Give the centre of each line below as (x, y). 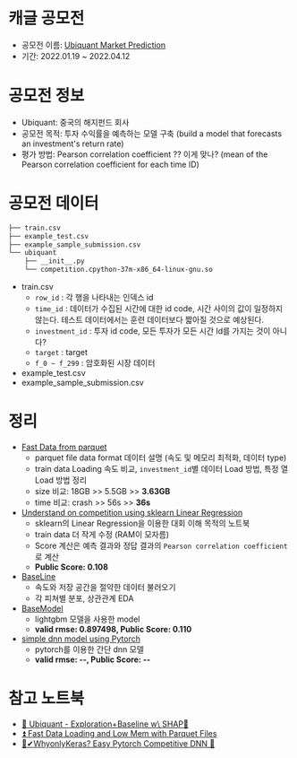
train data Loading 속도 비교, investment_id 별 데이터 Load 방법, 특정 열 (161, 469)
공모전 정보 (47, 96)
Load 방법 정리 (60, 480)
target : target (61, 353)
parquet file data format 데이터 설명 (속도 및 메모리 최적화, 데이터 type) (161, 457)
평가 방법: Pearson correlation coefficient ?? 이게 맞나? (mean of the (144, 154)
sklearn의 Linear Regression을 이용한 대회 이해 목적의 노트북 (142, 523)
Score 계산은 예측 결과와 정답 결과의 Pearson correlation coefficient (161, 545)
